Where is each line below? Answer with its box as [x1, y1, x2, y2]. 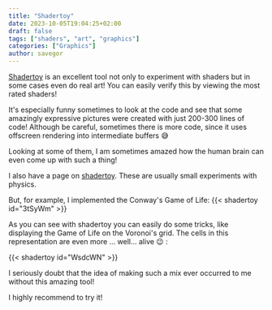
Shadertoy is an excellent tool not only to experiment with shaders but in [8, 72, 250, 81]
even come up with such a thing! [8, 155, 118, 165]
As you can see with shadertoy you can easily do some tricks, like [8, 220, 229, 229]
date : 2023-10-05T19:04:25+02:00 [8, 19, 122, 28]
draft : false [8, 27, 53, 35]
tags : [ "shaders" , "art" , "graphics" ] [8, 34, 140, 43]
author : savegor [8, 50, 63, 58]
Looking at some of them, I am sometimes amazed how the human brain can [8, 147, 264, 156]
